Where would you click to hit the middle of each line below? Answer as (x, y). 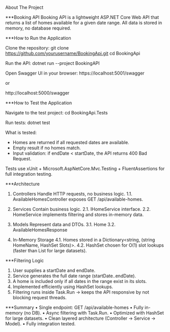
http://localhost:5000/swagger (37, 93)
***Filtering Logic (25, 260)
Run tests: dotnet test (28, 123)
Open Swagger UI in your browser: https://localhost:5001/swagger (75, 73)
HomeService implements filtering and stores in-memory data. (78, 215)
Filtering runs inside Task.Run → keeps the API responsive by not (81, 292)
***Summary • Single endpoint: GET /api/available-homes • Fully (75, 307)
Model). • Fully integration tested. (40, 324)
